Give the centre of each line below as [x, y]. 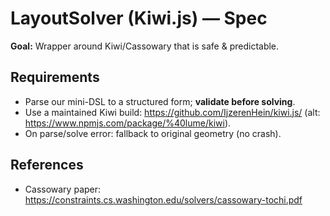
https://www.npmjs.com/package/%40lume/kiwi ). [128, 123]
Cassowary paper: [63, 189]
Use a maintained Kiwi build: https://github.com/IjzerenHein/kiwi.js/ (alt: [172, 112]
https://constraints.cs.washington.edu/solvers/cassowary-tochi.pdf [163, 199]
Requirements [55, 77]
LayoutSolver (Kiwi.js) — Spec [139, 18]
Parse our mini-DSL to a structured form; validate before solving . [160, 101]
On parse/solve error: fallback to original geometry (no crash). [153, 133]
